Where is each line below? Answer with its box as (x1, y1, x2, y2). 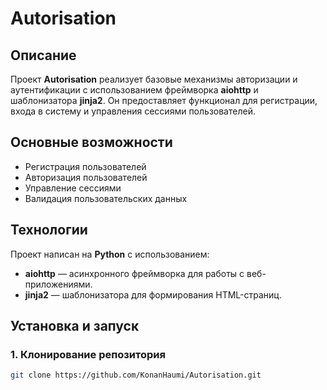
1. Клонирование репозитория (10, 347, 166, 361)
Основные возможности (10, 134, 173, 151)
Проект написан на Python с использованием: (10, 248, 210, 260)
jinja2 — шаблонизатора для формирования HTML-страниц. (24, 288, 282, 301)
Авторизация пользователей (24, 171, 148, 183)
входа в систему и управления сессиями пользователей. (10, 105, 256, 117)
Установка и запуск (10, 318, 140, 335)
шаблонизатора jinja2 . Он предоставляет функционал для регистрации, (10, 95, 318, 106)
